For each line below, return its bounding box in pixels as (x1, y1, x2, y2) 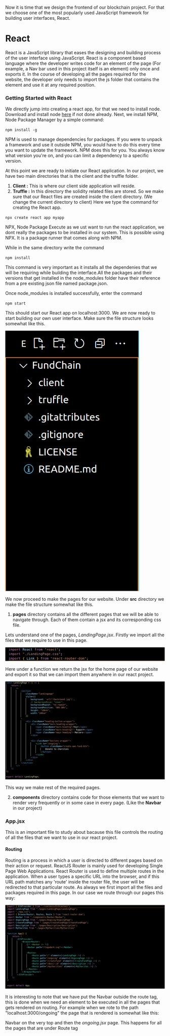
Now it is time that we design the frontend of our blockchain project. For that (5, 5, 164, 10)
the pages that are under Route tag (5, 1025, 78, 1031)
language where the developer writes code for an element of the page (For (5, 60, 161, 66)
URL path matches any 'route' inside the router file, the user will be (5, 879, 145, 885)
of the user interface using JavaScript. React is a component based (5, 55, 146, 61)
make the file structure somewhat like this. (5, 601, 94, 607)
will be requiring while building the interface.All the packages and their (5, 270, 152, 276)
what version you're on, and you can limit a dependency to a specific (5, 152, 149, 159)
